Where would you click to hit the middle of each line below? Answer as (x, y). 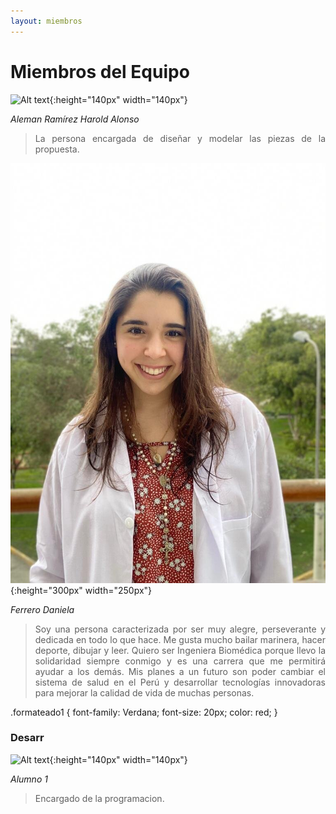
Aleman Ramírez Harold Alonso (75, 119)
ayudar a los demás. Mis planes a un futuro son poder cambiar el (180, 671)
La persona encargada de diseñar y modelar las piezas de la (180, 138)
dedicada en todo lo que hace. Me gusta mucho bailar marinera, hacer (180, 639)
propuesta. (57, 149)
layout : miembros (46, 21)
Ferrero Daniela (42, 609)
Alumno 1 (29, 779)
